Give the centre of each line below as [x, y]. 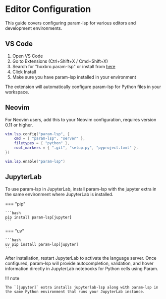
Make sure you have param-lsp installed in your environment [74, 77]
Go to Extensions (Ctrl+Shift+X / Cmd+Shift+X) [60, 61]
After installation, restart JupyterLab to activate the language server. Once [81, 258]
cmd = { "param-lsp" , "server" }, [50, 139]
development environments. [34, 28]
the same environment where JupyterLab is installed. [59, 194]
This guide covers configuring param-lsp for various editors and [71, 23]
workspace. [17, 92]
